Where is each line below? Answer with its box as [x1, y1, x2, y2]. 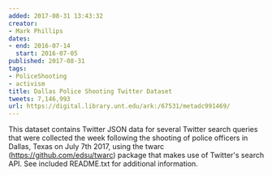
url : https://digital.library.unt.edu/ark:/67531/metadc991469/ [8, 102, 231, 110]
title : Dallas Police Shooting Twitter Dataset [8, 87, 173, 96]
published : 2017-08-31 [8, 58, 85, 66]
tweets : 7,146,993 [8, 95, 71, 103]
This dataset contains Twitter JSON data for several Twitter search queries [8, 125, 258, 134]
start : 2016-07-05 [15, 49, 79, 58]
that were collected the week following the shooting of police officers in [8, 133, 248, 143]
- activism [8, 79, 45, 87]
